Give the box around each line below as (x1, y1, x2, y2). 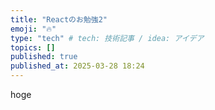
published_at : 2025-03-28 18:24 (10, 61, 145, 71)
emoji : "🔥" (10, 24, 57, 34)
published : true (10, 52, 78, 62)
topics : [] (10, 42, 56, 53)
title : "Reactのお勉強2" (10, 14, 108, 25)
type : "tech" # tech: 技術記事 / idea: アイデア (10, 33, 205, 43)
